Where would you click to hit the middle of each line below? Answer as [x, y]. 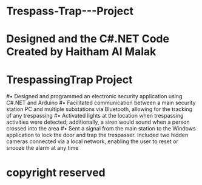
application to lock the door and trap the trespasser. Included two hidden [97, 135]
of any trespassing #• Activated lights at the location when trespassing [95, 116]
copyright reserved [56, 173]
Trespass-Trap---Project [70, 11]
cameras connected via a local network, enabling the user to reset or [93, 141]
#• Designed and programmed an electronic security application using [94, 96]
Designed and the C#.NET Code [88, 39]
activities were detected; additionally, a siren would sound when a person [98, 122]
